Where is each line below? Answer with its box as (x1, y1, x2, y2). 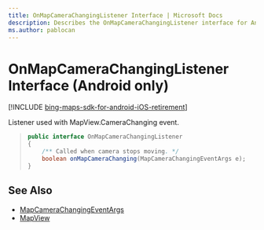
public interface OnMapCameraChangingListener (27, 133, 183, 141)
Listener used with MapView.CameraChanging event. (8, 118, 179, 127)
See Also (8, 184, 53, 197)
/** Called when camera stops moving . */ (42, 148, 179, 155)
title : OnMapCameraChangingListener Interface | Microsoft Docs (8, 11, 223, 20)
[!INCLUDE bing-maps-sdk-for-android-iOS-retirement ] (8, 103, 188, 112)
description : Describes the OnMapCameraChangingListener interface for (8, 19, 247, 27)
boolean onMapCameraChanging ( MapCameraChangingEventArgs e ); (42, 155, 246, 162)
